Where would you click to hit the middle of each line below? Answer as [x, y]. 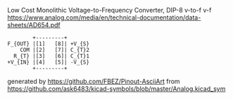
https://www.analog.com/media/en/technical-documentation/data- [104, 17]
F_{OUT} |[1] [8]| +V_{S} [49, 44]
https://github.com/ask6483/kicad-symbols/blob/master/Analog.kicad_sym [116, 89]
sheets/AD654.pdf [34, 25]
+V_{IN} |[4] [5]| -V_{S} [49, 62]
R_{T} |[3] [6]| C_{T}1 [52, 56]
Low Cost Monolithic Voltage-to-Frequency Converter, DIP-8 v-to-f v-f [109, 10]
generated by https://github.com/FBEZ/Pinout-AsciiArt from [94, 81]
